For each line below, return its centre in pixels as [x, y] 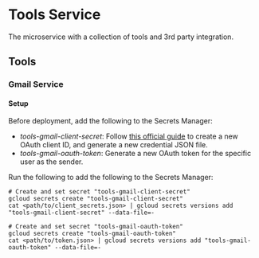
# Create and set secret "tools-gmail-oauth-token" [96, 227]
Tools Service [55, 15]
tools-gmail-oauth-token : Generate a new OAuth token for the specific [135, 154]
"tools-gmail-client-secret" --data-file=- [82, 213]
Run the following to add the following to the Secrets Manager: [111, 178]
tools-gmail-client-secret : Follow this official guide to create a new [129, 136]
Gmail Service [36, 84]
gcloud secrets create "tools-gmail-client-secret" [96, 199]
